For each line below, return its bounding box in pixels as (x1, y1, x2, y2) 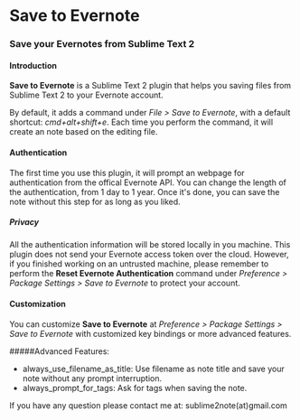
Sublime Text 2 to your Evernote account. (9, 89, 164, 100)
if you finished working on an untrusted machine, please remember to (9, 258, 269, 269)
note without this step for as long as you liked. (9, 196, 181, 207)
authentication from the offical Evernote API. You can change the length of (9, 177, 286, 188)
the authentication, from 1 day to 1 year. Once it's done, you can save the (9, 186, 280, 197)
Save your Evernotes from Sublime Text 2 (9, 38, 195, 51)
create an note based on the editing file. (9, 126, 158, 137)
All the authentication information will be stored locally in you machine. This (9, 239, 291, 250)
